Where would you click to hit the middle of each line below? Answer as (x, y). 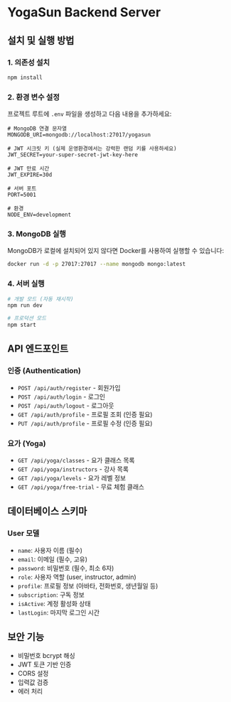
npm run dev (25, 306)
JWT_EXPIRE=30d (30, 175)
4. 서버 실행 (26, 283)
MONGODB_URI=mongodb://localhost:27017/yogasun (79, 135)
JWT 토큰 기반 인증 (44, 664)
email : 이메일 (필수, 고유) (52, 559)
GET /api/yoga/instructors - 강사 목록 (73, 469)
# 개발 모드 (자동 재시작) (41, 299)
